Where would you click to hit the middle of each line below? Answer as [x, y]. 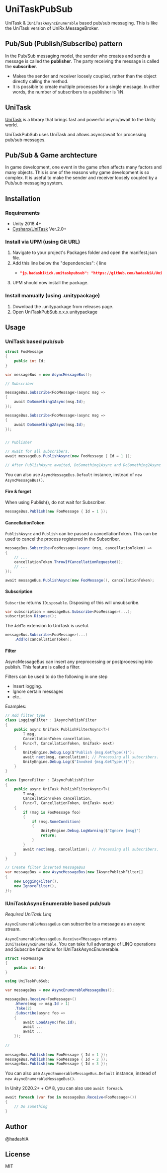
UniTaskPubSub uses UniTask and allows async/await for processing [76, 134]
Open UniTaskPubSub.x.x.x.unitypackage [55, 312]
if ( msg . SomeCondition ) [56, 822]
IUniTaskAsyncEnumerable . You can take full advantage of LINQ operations [81, 944]
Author [16, 1127]
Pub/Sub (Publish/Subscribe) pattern [64, 44]
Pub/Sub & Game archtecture [51, 155]
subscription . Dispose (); [31, 616]
